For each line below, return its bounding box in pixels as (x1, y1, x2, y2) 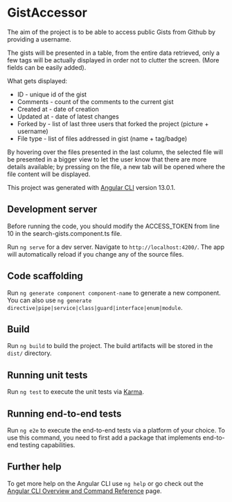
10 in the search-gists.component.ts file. (7, 229, 123, 237)
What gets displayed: (7, 76, 68, 85)
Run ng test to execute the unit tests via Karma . (7, 388, 144, 396)
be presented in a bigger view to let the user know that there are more (7, 155, 207, 164)
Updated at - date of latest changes (17, 112, 119, 121)
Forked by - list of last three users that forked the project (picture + (17, 119, 209, 128)
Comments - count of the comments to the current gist (17, 97, 175, 105)
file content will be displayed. (7, 170, 91, 178)
